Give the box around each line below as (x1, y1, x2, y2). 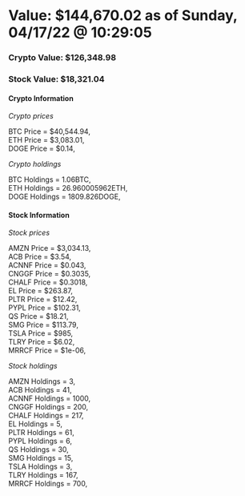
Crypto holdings (8, 159, 62, 169)
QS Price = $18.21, (8, 312, 69, 321)
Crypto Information (8, 93, 74, 103)
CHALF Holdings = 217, (8, 411, 84, 421)
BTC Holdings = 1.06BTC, (8, 175, 91, 184)
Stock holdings (8, 361, 58, 371)
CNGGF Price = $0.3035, (8, 269, 91, 279)
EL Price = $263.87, (8, 286, 74, 296)
